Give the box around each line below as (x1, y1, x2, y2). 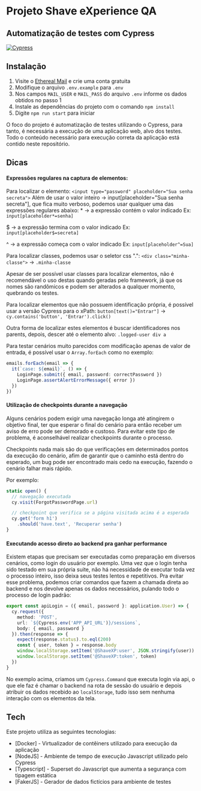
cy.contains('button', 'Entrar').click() (6, 314, 112, 320)
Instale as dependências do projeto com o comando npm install (14, 103, 175, 110)
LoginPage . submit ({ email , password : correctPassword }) (17, 371, 163, 378)
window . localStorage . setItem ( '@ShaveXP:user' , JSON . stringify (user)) (17, 648, 195, 654)
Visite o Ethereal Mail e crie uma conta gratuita (14, 77, 131, 85)
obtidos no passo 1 (14, 96, 62, 103)
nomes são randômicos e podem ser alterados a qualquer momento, (6, 283, 176, 290)
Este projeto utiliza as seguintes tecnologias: (6, 728, 116, 735)
